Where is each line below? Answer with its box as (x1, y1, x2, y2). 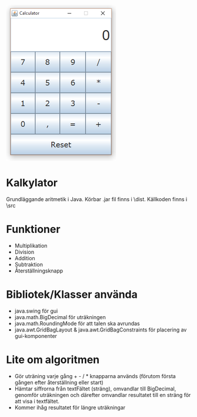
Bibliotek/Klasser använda (6, 288, 138, 301)
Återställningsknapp (14, 267, 64, 274)
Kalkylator (6, 176, 58, 190)
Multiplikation (14, 242, 48, 249)
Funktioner (6, 223, 61, 236)
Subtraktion (14, 261, 43, 268)
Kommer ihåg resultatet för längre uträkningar (14, 403, 126, 411)
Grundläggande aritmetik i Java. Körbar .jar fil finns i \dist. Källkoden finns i (6, 195, 188, 202)
